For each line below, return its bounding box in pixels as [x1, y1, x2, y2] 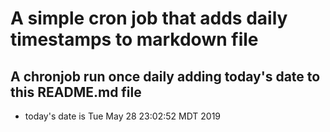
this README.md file [10, 83, 142, 101]
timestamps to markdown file [10, 28, 259, 51]
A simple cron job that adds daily [10, 7, 288, 30]
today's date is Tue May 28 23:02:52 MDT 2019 [24, 110, 222, 122]
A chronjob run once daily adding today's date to [10, 68, 321, 85]
